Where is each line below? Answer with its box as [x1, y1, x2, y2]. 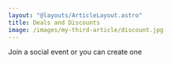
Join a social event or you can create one [8, 48, 143, 57]
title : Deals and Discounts [8, 19, 101, 27]
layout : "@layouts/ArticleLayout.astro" [8, 11, 143, 20]
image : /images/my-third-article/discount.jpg [8, 26, 164, 34]
